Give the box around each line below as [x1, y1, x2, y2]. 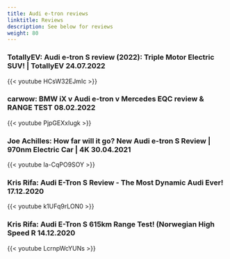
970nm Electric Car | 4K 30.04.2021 [7, 144, 131, 154]
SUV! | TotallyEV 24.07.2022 [7, 61, 106, 71]
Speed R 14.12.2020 [7, 228, 76, 238]
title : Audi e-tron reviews [7, 10, 89, 17]
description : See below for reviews [7, 23, 113, 30]
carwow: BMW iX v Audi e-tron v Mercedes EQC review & [7, 94, 204, 104]
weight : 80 [7, 29, 39, 37]
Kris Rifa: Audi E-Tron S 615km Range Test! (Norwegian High [7, 219, 215, 229]
